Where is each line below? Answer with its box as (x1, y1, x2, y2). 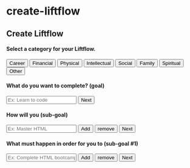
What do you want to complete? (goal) (6, 82, 105, 89)
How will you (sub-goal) (6, 111, 68, 118)
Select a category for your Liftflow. (6, 45, 96, 53)
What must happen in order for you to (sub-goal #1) (6, 139, 138, 147)
